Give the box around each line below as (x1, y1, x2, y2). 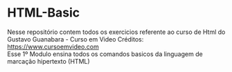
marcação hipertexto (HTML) (7, 57, 90, 65)
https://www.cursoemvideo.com (7, 42, 99, 51)
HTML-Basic (7, 5, 80, 21)
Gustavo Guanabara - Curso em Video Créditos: (7, 35, 144, 43)
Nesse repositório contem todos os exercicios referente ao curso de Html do (7, 28, 226, 36)
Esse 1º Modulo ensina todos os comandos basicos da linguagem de (7, 50, 203, 58)
